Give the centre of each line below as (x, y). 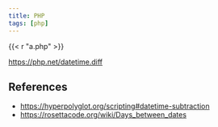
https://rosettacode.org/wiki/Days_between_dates (103, 115)
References (38, 86)
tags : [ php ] (28, 23)
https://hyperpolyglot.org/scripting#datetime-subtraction (115, 106)
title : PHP (27, 16)
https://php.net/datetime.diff (56, 62)
